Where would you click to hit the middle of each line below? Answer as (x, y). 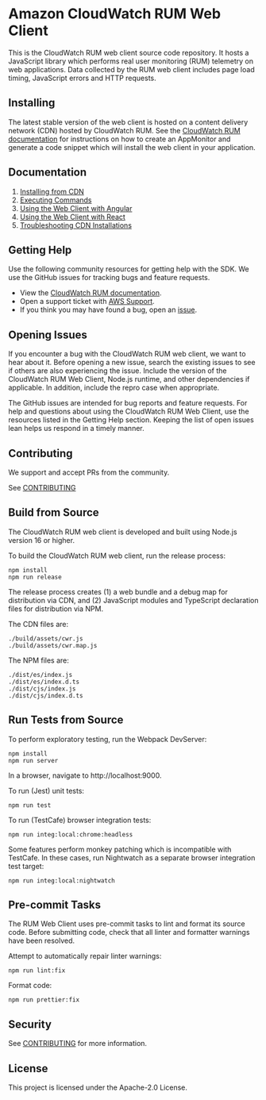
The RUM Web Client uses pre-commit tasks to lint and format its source (127, 924)
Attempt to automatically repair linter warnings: (85, 956)
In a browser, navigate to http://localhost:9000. (85, 775)
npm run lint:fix (37, 971)
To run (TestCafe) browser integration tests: (80, 820)
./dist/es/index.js (40, 675)
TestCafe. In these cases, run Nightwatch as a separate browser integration (132, 857)
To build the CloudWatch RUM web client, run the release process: (117, 556)
